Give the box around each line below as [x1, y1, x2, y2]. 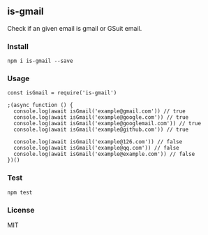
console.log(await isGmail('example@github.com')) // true [13, 126, 189, 134]
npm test [7, 189, 33, 196]
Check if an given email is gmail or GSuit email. [7, 24, 142, 32]
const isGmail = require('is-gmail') [7, 90, 117, 97]
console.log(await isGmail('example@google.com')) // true [13, 114, 189, 121]
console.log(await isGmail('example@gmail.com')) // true [13, 108, 186, 115]
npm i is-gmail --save [7, 57, 73, 65]
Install [7, 41, 29, 51]
